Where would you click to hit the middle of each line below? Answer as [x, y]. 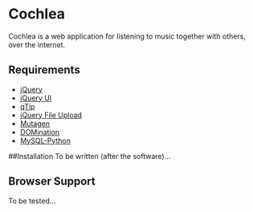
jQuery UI [36, 98]
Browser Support [52, 181]
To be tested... [32, 201]
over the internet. [37, 44]
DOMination [40, 132]
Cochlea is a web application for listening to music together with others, [127, 36]
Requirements [44, 70]
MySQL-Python [45, 141]
